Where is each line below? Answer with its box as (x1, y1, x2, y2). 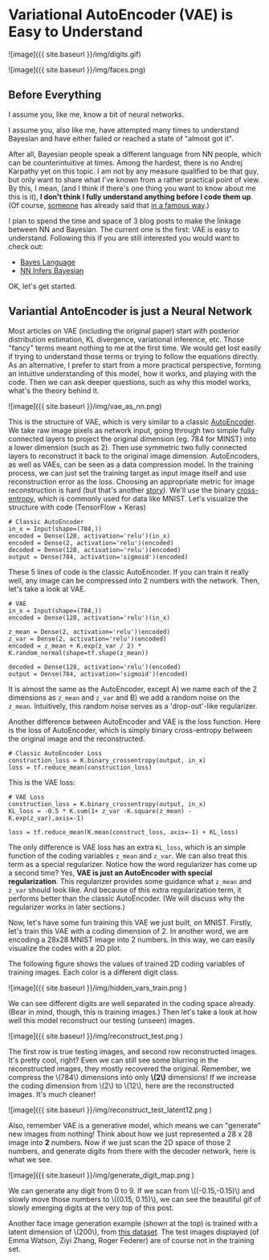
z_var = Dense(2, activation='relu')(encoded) (8, 635, 167, 643)
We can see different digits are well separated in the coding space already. (8, 998, 255, 1008)
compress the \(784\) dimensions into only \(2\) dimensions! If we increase (8, 1072, 257, 1082)
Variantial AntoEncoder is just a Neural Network (8, 305, 253, 318)
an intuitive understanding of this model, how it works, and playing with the (8, 368, 257, 378)
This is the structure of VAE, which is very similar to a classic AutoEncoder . (8, 416, 256, 427)
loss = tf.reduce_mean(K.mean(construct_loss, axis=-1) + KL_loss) (8, 828, 239, 837)
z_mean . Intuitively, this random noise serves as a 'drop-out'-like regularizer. (8, 701, 258, 710)
